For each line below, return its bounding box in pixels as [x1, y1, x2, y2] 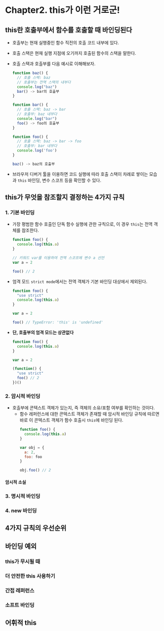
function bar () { [12, 102, 48, 108]
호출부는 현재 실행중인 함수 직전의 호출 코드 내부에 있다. [12, 40, 120, 45]
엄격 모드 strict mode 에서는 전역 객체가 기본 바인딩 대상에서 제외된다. [12, 278, 148, 284]
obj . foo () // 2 [19, 468, 51, 473]
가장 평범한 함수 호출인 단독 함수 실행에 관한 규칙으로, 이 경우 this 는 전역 [12, 221, 153, 227]
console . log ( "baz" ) [17, 84, 57, 89]
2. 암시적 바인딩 [5, 393, 41, 399]
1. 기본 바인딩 [5, 209, 35, 216]
